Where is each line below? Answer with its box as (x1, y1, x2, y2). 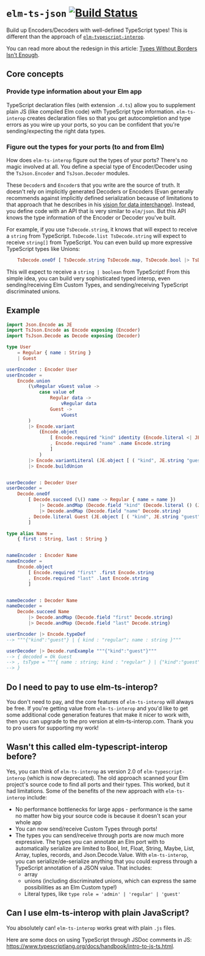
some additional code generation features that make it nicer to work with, (6, 711, 190, 719)
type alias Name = (6, 530, 53, 537)
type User (6, 344, 32, 350)
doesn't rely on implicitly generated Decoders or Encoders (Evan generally (6, 187, 194, 195)
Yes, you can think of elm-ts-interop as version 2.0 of (6, 767, 143, 775)
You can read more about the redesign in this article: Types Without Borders (6, 45, 198, 52)
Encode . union (17, 378, 51, 384)
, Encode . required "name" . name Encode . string (49, 441, 171, 447)
